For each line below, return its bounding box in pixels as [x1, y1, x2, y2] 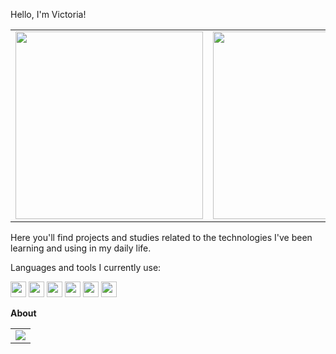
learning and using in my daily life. [10, 242, 152, 254]
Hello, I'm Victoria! [10, 9, 87, 20]
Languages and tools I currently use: [10, 262, 162, 273]
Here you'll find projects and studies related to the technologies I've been [10, 232, 313, 243]
